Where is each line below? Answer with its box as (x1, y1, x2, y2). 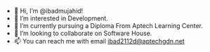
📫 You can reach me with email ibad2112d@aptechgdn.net (13, 37, 185, 45)
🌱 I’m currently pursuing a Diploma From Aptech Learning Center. (13, 22, 204, 30)
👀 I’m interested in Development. (13, 14, 109, 22)
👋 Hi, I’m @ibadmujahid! (13, 7, 84, 15)
